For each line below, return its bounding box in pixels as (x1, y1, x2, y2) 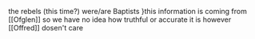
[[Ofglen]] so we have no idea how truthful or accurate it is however (8, 15, 232, 24)
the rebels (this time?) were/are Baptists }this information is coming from (8, 7, 248, 16)
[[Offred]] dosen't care (8, 23, 84, 32)
